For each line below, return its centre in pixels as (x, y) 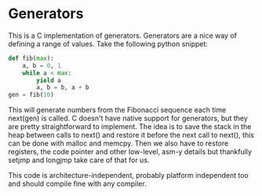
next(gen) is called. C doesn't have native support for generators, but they (128, 118)
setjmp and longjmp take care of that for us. (79, 160)
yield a (49, 80)
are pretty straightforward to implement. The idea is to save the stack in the (130, 127)
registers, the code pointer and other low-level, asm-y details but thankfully (130, 152)
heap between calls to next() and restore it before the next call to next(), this (131, 135)
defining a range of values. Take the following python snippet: (108, 43)
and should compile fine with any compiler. (77, 184)
